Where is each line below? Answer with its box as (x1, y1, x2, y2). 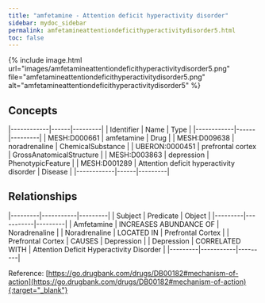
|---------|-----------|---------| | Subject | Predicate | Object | (8, 211, 211, 221)
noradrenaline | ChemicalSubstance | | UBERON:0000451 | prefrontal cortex (8, 142, 256, 151)
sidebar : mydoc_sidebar (8, 19, 87, 27)
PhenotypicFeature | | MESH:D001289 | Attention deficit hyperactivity (8, 159, 236, 168)
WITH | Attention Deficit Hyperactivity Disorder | (8, 244, 166, 254)
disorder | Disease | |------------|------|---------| (8, 167, 170, 177)
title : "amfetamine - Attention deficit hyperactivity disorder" (8, 11, 229, 20)
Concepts (8, 104, 58, 117)
